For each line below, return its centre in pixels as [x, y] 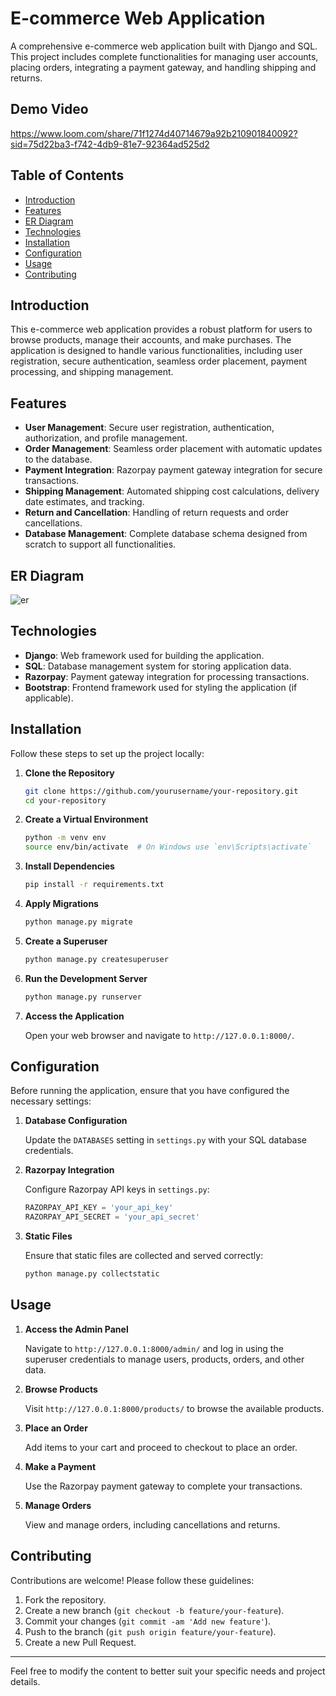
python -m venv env [65, 838]
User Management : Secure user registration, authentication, [149, 428]
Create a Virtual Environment [86, 819]
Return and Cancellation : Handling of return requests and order [156, 513]
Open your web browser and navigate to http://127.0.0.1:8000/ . [159, 1035]
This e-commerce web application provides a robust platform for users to [161, 329]
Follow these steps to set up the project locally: [107, 753]
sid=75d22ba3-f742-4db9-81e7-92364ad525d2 [110, 144]
